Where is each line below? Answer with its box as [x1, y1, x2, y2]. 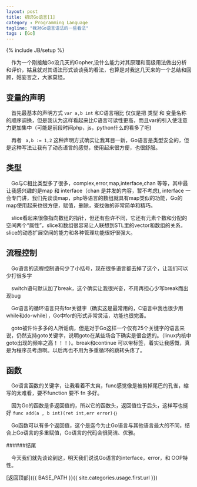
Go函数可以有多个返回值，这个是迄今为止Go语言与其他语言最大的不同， [11, 422, 185, 429]
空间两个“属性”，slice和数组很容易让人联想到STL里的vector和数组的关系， [6, 222, 186, 229]
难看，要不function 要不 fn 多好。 [21, 390, 103, 397]
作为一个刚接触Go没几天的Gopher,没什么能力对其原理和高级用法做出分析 [11, 59, 187, 66]
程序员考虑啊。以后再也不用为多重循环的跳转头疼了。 [16, 346, 145, 354]
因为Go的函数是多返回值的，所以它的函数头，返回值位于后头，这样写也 [11, 402, 183, 409]
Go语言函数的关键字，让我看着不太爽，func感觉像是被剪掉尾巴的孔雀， [11, 382, 184, 389]
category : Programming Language [6, 19, 88, 25]
